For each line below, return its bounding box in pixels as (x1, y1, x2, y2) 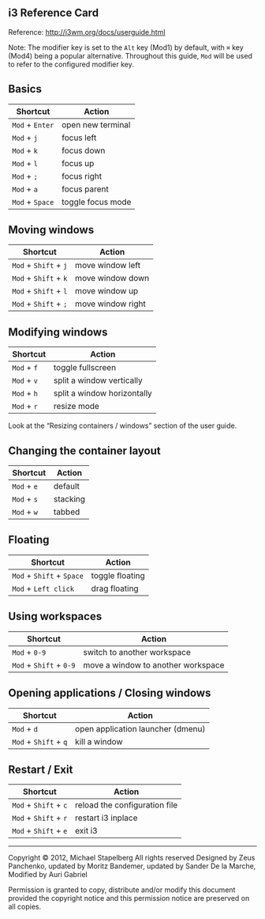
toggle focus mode (62, 196, 132, 207)
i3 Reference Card (8, 6, 99, 20)
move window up (74, 286, 139, 297)
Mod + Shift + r (12, 812, 68, 823)
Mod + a (12, 183, 38, 195)
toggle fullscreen (54, 362, 117, 373)
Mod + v (12, 375, 38, 386)
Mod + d (12, 723, 38, 734)
